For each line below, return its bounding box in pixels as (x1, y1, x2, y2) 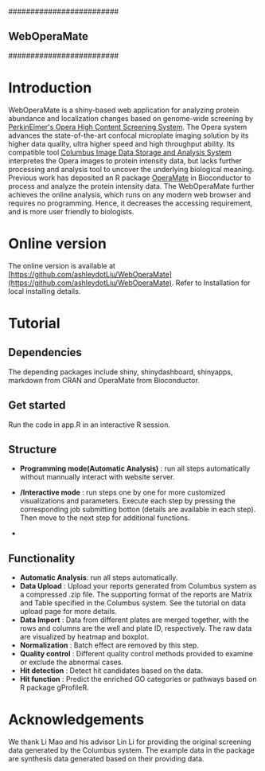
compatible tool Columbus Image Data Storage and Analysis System (8, 147, 232, 157)
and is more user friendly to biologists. (8, 206, 134, 216)
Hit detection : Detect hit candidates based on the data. (19, 666, 203, 675)
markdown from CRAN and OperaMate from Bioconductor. (8, 375, 201, 385)
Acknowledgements (8, 710, 145, 729)
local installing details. (8, 286, 81, 295)
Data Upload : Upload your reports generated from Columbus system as (19, 581, 257, 591)
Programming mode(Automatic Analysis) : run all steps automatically (19, 464, 251, 473)
